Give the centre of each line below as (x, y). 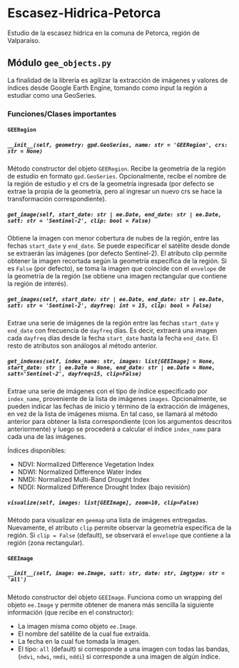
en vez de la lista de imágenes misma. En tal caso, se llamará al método (112, 414)
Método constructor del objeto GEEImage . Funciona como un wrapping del (115, 597)
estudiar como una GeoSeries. (52, 95)
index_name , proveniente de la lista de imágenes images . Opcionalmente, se (117, 399)
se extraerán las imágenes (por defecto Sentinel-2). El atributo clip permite (117, 253)
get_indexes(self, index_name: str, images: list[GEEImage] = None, (111, 361)
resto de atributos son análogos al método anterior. (83, 346)
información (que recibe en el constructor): (71, 612)
